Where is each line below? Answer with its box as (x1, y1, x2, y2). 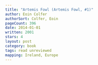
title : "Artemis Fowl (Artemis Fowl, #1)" (5, 7, 94, 12)
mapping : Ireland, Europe (5, 52, 58, 58)
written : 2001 (5, 30, 34, 35)
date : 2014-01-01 (5, 25, 41, 30)
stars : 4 (5, 35, 23, 40)
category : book (5, 43, 36, 48)
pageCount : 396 (5, 21, 36, 26)
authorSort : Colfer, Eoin (5, 16, 58, 21)
